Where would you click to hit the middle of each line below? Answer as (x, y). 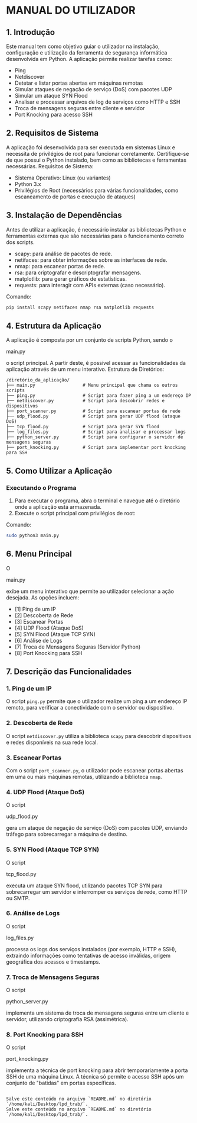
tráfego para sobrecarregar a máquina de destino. (67, 834)
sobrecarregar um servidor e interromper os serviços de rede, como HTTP (97, 891)
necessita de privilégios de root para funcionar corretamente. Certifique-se (98, 153)
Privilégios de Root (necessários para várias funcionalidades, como (96, 190)
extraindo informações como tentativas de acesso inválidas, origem (88, 955)
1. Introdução (30, 32)
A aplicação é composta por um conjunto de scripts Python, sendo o (89, 340)
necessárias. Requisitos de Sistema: (50, 166)
